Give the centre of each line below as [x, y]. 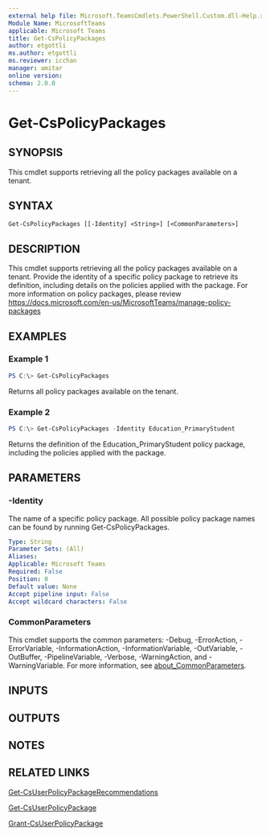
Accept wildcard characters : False [68, 601]
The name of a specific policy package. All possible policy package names [132, 518]
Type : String [30, 542]
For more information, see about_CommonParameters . [157, 665]
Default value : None [43, 587]
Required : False [35, 572]
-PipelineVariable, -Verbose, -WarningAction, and [125, 657]
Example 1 [29, 359]
